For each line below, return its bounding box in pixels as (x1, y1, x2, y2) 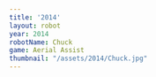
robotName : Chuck (9, 37, 73, 47)
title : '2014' (9, 12, 62, 22)
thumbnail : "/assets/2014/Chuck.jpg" (9, 54, 148, 63)
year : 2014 (9, 29, 49, 38)
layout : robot (9, 21, 62, 30)
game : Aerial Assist (9, 46, 85, 55)
